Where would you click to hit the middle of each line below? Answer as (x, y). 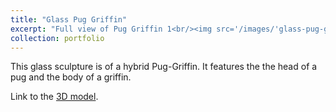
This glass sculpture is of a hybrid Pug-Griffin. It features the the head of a (164, 67)
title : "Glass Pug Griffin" (69, 19)
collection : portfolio (57, 38)
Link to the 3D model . (54, 97)
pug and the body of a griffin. (71, 77)
